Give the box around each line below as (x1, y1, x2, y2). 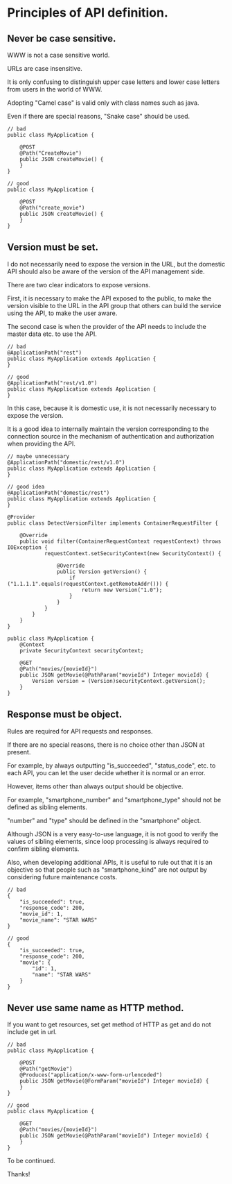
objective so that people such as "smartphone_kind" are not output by (7, 865, 208, 874)
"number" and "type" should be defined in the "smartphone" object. (7, 816, 202, 824)
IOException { (7, 543, 48, 551)
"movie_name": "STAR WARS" (19, 916, 98, 924)
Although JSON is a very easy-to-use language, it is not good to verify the (7, 829, 219, 838)
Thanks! (7, 1170, 30, 1178)
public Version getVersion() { (56, 568, 148, 575)
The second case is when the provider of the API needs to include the (7, 322, 206, 330)
